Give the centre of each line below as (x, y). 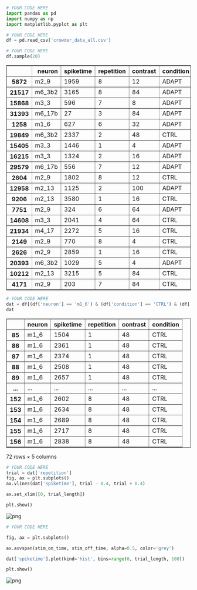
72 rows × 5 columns (31, 456)
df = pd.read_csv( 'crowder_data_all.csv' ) (59, 41)
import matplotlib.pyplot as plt (47, 24)
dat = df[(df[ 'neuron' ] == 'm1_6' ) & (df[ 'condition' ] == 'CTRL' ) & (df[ (98, 304)
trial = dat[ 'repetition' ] (39, 473)
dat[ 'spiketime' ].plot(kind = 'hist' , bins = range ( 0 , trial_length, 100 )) (95, 559)
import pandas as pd (31, 13)
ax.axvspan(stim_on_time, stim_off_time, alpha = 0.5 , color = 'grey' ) (90, 548)
